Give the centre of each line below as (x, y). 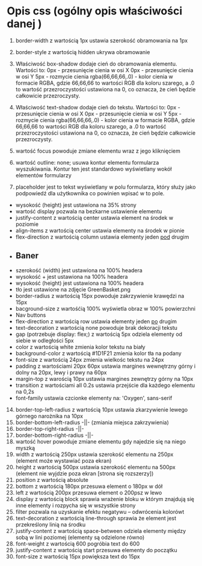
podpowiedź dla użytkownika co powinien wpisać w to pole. (90, 193)
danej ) (24, 24)
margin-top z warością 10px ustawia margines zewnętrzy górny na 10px (104, 379)
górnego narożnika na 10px (49, 416)
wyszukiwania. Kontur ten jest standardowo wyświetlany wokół (93, 169)
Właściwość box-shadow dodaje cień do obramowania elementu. (96, 64)
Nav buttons (31, 315)
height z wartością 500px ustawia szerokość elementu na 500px (96, 467)
